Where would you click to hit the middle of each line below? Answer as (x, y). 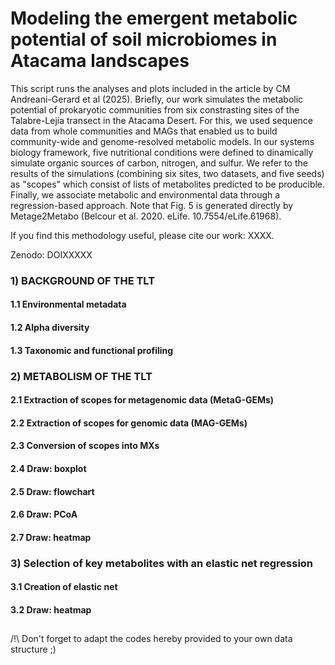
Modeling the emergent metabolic (154, 18)
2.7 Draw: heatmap (51, 537)
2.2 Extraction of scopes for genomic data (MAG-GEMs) (129, 423)
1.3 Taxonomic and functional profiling (92, 350)
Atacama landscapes (100, 61)
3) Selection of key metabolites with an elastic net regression (162, 563)
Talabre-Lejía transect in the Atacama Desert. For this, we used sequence (161, 120)
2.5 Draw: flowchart (52, 491)
